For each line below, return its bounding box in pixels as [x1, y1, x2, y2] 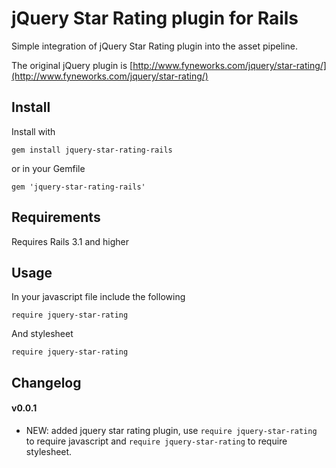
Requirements [11, 209, 101, 226]
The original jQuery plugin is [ [11, 59, 134, 71]
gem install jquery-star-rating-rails [11, 145, 173, 155]
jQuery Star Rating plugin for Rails [11, 7, 299, 30]
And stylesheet [11, 328, 74, 340]
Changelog [11, 374, 82, 391]
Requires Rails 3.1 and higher [11, 235, 130, 247]
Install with [11, 125, 56, 137]
